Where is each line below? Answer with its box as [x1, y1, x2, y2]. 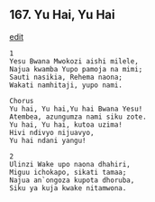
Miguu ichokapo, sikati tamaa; [9, 168, 127, 177]
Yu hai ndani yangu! [9, 136, 87, 145]
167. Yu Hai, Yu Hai [9, 7, 115, 23]
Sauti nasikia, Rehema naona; [9, 72, 123, 82]
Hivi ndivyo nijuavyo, [9, 128, 95, 137]
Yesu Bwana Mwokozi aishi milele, [9, 56, 140, 66]
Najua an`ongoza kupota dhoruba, [9, 176, 135, 185]
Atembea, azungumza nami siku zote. [9, 112, 147, 121]
